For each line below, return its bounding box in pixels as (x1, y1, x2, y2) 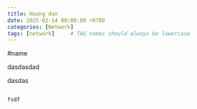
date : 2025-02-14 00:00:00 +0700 (7, 17, 106, 24)
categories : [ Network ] (7, 23, 74, 30)
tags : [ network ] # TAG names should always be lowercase (7, 30, 191, 37)
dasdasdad (7, 63, 40, 71)
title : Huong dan (7, 10, 58, 18)
